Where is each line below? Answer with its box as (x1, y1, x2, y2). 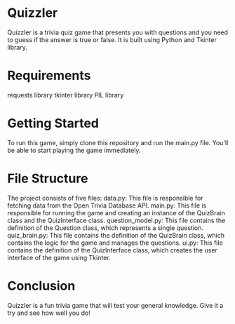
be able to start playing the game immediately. (7, 146, 141, 154)
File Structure (7, 170, 88, 187)
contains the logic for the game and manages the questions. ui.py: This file (7, 238, 223, 247)
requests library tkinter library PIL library (7, 90, 124, 99)
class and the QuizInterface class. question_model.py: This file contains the (7, 216, 226, 224)
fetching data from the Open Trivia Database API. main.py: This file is (7, 201, 207, 210)
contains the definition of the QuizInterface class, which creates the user (7, 245, 217, 254)
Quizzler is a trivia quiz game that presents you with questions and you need (7, 28, 229, 36)
